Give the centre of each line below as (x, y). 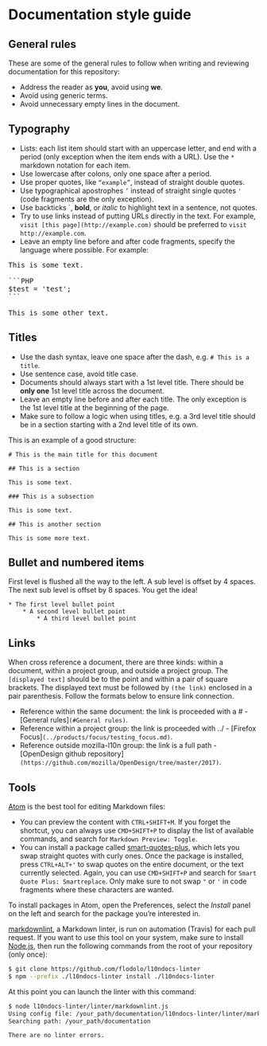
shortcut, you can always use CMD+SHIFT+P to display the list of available (137, 831)
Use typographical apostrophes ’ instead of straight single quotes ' (131, 190)
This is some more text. (49, 538)
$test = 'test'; (40, 289)
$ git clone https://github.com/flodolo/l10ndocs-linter (104, 970)
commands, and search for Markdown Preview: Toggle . (108, 839)
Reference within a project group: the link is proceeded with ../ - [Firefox (138, 729)
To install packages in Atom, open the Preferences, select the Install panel (130, 905)
